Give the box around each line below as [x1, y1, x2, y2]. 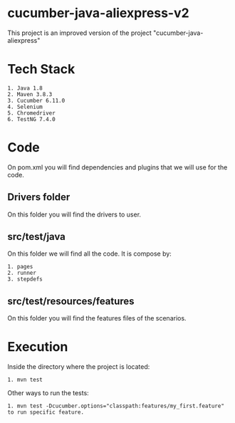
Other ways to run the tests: [7, 389, 89, 397]
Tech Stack [7, 61, 75, 78]
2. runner [7, 269, 37, 277]
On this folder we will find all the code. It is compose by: [7, 249, 172, 258]
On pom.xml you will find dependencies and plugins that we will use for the [7, 162, 228, 172]
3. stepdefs [7, 276, 43, 283]
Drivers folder [7, 191, 70, 204]
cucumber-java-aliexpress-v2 [7, 5, 190, 21]
